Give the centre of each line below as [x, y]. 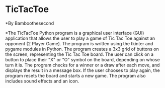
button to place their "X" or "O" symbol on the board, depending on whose [82, 59]
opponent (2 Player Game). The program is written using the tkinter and [79, 43]
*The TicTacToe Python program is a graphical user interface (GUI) [75, 33]
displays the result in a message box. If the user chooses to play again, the [82, 70]
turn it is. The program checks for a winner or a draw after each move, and [82, 65]
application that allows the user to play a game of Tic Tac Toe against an [80, 38]
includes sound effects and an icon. [42, 81]
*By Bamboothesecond [30, 23]
